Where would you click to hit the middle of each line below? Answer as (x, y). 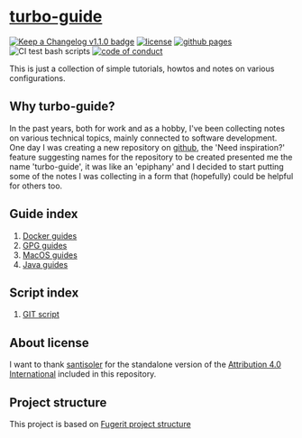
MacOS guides (50, 255)
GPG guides (45, 245)
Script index (44, 292)
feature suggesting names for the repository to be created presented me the (151, 157)
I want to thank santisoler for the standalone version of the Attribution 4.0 (146, 365)
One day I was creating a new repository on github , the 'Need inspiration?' (147, 147)
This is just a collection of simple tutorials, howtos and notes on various (142, 68)
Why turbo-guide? (62, 107)
